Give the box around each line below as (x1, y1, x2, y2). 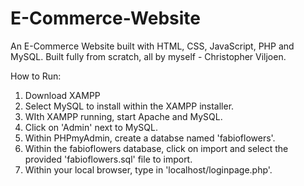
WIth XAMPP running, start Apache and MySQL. (24, 110, 223, 122)
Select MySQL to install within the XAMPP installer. (24, 100, 235, 112)
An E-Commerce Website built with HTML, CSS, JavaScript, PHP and (10, 40, 295, 52)
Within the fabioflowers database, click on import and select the (24, 142, 289, 154)
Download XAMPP (24, 89, 101, 101)
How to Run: (10, 70, 62, 82)
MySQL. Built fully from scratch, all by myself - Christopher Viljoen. (10, 50, 287, 62)
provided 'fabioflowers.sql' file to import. (24, 153, 193, 165)
